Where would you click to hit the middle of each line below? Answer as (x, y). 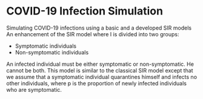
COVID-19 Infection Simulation (85, 11)
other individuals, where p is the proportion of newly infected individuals (96, 83)
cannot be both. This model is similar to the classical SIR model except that (100, 70)
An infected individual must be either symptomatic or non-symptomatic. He (100, 64)
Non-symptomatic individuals (52, 52)
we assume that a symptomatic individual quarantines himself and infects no (102, 77)
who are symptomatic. (34, 89)
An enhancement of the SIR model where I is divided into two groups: (93, 34)
